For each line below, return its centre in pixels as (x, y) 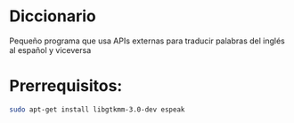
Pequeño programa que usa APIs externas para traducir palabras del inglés (147, 41)
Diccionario (53, 16)
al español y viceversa (50, 50)
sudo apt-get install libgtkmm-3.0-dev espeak (97, 109)
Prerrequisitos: (66, 86)
